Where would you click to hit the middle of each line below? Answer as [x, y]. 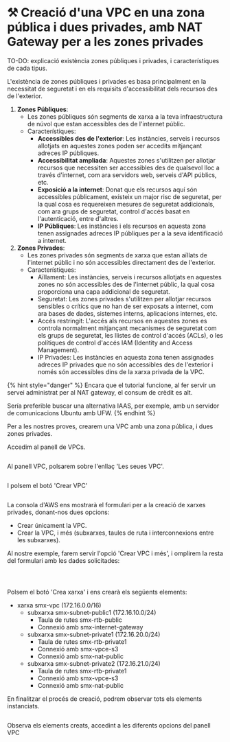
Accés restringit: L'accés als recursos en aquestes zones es [122, 321]
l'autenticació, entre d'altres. [78, 218]
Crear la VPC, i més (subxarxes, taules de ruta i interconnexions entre [115, 533]
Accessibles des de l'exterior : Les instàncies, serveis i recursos [129, 138]
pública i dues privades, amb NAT [105, 27]
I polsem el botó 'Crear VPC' [47, 485]
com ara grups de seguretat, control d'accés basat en [114, 211]
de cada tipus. [27, 68]
